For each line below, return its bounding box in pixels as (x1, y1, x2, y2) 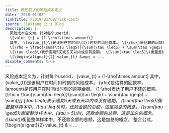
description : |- (5, 26, 39, 31)
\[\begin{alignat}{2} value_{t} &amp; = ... (10, 54, 105, 59)
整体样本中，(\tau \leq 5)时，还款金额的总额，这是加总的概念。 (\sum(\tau (9, 104, 163, 110)
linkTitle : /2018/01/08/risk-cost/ (5, 17, 80, 22)
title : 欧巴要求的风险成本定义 (5, 7, 62, 13)
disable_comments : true (5, 59, 55, 64)
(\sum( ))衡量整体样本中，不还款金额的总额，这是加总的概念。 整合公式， (5, 116, 156, 122)
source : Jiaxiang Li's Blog (5, 21, 64, 27)
